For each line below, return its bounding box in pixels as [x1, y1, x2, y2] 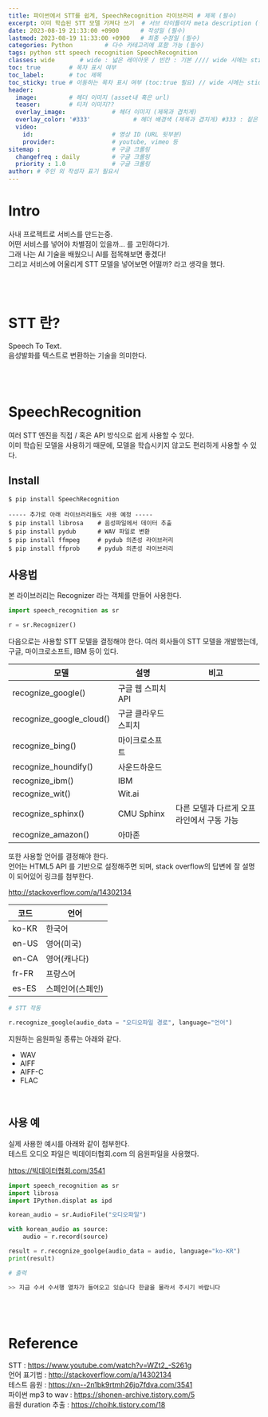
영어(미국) [45, 939, 82, 950]
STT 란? [8, 315, 61, 332]
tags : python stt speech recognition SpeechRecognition [8, 49, 198, 57]
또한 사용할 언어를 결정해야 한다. [8, 852, 109, 861]
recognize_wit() [12, 788, 71, 799]
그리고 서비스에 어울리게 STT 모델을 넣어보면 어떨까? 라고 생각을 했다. [8, 259, 226, 268]
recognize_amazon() [12, 829, 90, 841]
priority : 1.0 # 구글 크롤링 [15, 160, 150, 168]
